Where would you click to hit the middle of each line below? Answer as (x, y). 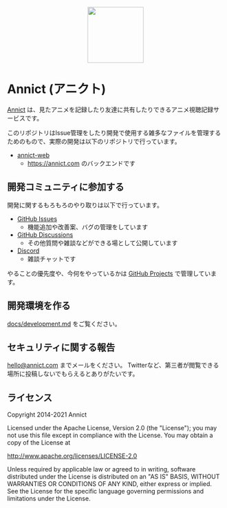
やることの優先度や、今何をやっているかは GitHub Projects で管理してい (109, 273)
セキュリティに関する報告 (61, 347)
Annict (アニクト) (57, 89)
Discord (28, 251)
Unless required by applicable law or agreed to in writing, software (101, 469)
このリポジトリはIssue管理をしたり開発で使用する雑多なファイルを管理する (114, 133)
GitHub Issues (37, 219)
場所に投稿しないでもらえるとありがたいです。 (73, 374)
